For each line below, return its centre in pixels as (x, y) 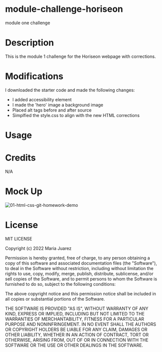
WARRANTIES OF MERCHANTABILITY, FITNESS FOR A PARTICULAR (75, 319)
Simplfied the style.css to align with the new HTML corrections (76, 115)
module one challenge (28, 23)
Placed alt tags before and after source (52, 110)
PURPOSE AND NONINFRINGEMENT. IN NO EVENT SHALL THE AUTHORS (81, 324)
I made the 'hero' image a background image (58, 105)
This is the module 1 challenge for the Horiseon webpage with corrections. (81, 56)
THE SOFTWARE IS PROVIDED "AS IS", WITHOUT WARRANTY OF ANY (77, 308)
